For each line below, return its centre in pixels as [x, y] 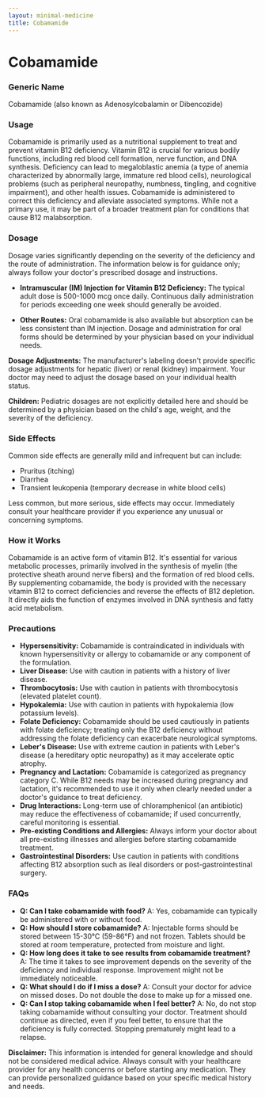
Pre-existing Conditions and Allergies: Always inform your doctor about [138, 831]
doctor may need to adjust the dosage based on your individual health [123, 377]
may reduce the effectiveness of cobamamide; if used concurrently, [130, 814]
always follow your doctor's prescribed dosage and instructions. [113, 272]
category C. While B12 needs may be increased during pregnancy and [134, 780]
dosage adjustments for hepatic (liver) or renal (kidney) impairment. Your [127, 368]
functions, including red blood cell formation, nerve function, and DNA [123, 158]
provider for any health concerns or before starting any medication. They [127, 1069]
